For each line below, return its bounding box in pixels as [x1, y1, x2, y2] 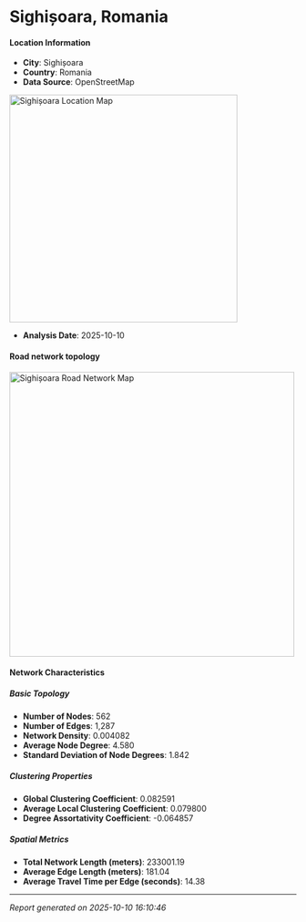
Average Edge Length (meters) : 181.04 [22, 866, 170, 877]
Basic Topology [9, 688, 70, 699]
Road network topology [9, 351, 100, 362]
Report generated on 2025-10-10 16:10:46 [9, 902, 167, 913]
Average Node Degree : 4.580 [22, 740, 135, 751]
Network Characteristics [9, 667, 105, 678]
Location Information [9, 36, 91, 47]
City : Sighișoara [22, 57, 84, 68]
